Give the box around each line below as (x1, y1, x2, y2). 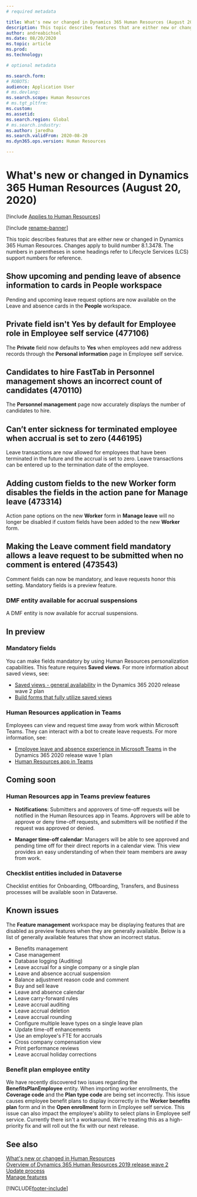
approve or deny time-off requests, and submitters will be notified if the (14, 818, 188, 825)
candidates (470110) (6, 385, 83, 395)
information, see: (6, 734, 47, 741)
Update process (6, 1167, 45, 1174)
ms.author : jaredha (6, 127, 54, 134)
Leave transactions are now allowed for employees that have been (6, 449, 167, 456)
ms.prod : (6, 46, 28, 53)
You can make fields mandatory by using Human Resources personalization (6, 657, 189, 664)
